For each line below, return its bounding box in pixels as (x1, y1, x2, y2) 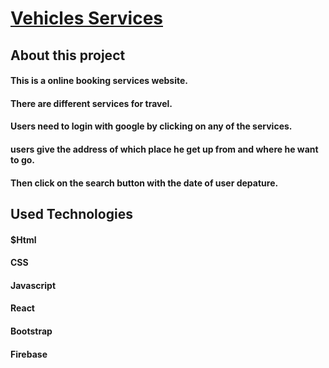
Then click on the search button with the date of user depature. (10, 177, 279, 189)
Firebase (10, 348, 48, 360)
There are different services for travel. (10, 97, 173, 109)
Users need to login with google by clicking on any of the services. (10, 120, 293, 132)
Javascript (10, 279, 57, 291)
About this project (10, 47, 126, 64)
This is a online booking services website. (10, 75, 188, 87)
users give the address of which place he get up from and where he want (10, 143, 319, 155)
